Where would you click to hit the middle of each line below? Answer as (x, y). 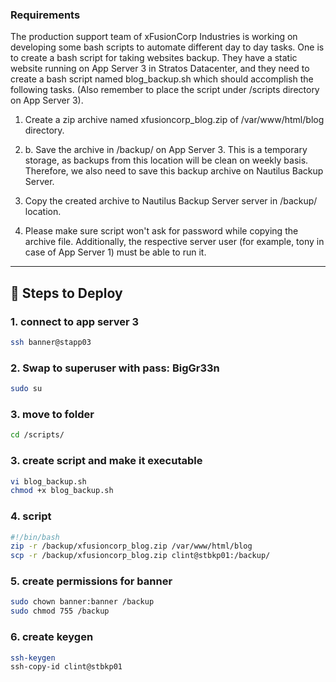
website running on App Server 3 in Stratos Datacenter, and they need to (160, 69)
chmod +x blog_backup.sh (62, 491)
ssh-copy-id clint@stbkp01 (66, 667)
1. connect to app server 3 (75, 321)
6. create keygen (52, 637)
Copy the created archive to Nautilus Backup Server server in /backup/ (171, 201)
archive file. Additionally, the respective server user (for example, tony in (174, 242)
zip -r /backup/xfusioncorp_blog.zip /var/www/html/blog (131, 546)
